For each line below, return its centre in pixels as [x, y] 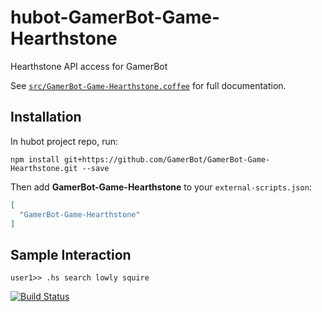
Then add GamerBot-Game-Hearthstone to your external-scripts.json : [161, 187]
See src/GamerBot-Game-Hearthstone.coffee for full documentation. [148, 85]
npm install [35, 159]
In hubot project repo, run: [64, 141]
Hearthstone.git [44, 168]
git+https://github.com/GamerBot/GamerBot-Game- [167, 159]
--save [95, 168]
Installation [46, 117]
